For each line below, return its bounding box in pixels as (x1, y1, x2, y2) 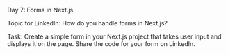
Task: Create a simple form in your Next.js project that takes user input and (7, 32, 222, 41)
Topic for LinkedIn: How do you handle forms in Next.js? (7, 19, 168, 27)
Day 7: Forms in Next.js (7, 6, 74, 14)
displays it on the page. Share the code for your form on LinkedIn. (7, 40, 196, 47)
